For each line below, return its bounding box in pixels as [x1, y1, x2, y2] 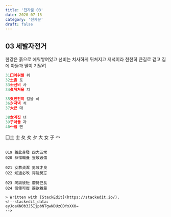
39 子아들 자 [5, 120, 27, 125]
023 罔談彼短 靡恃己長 [5, 180, 47, 185]
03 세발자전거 [5, 42, 47, 50]
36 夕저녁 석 [5, 101, 27, 106]
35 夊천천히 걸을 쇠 [5, 96, 40, 101]
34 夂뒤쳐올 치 [5, 87, 31, 92]
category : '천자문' [5, 17, 43, 22]
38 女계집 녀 [5, 115, 27, 120]
